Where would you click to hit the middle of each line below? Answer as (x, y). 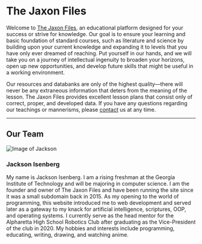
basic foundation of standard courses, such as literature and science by (95, 40)
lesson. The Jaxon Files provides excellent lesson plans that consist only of (99, 97)
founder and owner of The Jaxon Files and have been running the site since (100, 190)
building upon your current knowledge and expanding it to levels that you (97, 47)
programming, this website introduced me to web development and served (99, 203)
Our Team (25, 134)
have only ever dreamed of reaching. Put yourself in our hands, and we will (99, 53)
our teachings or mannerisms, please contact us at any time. (81, 109)
